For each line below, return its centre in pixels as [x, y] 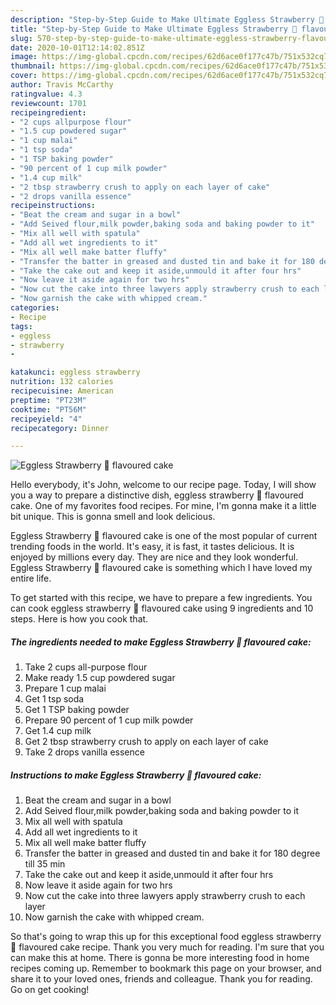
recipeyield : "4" [46, 419]
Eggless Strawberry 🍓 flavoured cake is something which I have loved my [161, 568]
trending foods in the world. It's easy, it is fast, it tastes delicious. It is [152, 547]
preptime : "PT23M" [48, 400]
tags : [21, 326]
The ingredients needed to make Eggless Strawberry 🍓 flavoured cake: [161, 642]
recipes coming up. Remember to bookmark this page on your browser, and [166, 968]
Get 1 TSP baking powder [77, 710]
